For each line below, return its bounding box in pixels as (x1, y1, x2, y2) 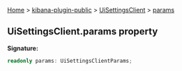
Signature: (7, 44, 38, 52)
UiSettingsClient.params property (7, 26, 158, 37)
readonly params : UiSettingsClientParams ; (7, 57, 132, 64)
